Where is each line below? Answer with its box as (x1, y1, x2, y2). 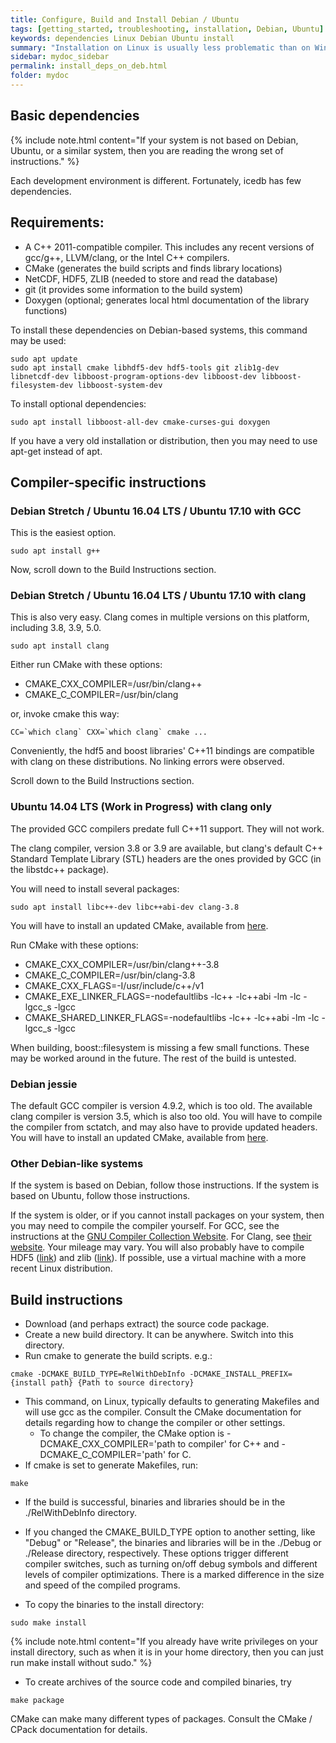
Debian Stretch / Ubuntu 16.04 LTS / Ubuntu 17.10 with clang (10, 589, 307, 603)
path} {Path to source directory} (50, 1378, 195, 1388)
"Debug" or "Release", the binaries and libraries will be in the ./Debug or (24, 1537, 322, 1549)
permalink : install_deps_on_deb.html (10, 61, 168, 71)
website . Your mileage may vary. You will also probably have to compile (10, 1241, 305, 1253)
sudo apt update (10, 354, 78, 364)
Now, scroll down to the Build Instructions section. (10, 564, 217, 576)
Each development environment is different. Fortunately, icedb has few (10, 174, 302, 186)
